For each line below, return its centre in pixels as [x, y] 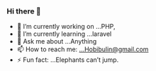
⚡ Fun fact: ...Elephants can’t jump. [68, 60]
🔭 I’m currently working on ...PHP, [66, 27]
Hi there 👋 [24, 11]
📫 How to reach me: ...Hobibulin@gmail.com [83, 49]
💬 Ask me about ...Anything [57, 41]
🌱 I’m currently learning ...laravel [64, 34]
